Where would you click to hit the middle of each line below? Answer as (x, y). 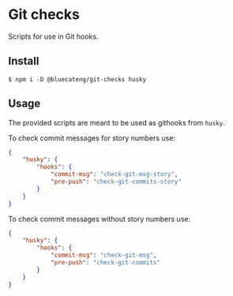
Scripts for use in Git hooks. (53, 36)
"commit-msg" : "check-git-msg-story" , (114, 174)
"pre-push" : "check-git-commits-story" (116, 182)
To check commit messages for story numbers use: (92, 138)
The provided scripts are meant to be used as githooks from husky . (116, 122)
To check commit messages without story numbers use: (100, 219)
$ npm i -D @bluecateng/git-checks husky (77, 79)
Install (24, 61)
